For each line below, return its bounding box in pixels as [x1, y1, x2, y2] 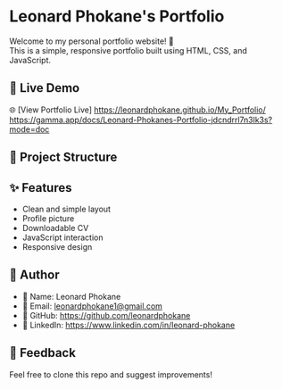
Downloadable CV [21, 222, 89, 233]
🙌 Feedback [9, 345, 76, 360]
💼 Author [9, 268, 60, 283]
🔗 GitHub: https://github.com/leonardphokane [21, 310, 191, 320]
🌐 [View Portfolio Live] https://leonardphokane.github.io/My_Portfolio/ [9, 104, 266, 115]
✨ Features [9, 180, 72, 195]
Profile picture [21, 212, 75, 224]
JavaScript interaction [21, 232, 104, 243]
